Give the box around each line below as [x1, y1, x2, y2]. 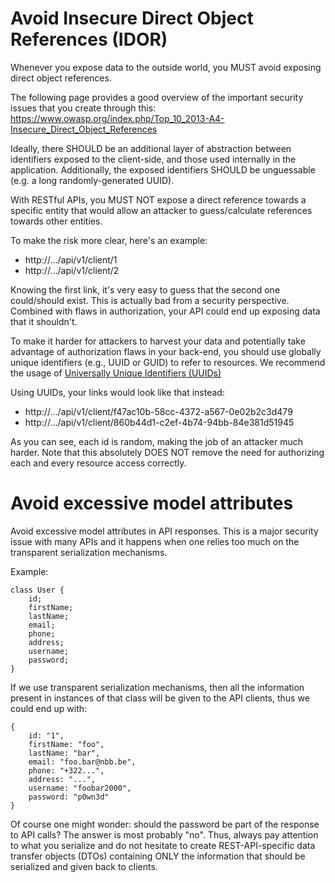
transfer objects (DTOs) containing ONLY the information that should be [10, 850, 306, 862]
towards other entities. [10, 215, 103, 227]
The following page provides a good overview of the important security [10, 91, 304, 103]
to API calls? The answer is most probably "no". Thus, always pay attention [10, 828, 319, 841]
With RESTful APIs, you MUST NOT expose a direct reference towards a [10, 193, 307, 206]
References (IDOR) [10, 28, 168, 51]
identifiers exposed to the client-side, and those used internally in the [10, 153, 297, 165]
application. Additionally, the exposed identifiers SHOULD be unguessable [10, 163, 316, 176]
